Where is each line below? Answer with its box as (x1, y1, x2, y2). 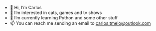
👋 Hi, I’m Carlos (9, 5, 42, 10)
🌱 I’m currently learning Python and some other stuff (9, 15, 118, 20)
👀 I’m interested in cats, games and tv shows (9, 10, 102, 15)
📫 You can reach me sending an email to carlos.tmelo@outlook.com (9, 20, 151, 26)
